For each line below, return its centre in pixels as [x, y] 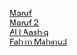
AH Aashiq [29, 32]
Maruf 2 [24, 23]
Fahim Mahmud [38, 41]
